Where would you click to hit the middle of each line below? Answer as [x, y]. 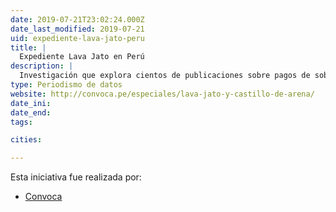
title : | [28, 47]
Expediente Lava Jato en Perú [82, 57]
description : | [42, 66]
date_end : [31, 112]
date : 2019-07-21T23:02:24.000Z [77, 19]
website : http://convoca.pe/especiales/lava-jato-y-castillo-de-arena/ [162, 94]
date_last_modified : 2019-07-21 [77, 29]
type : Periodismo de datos [66, 85]
